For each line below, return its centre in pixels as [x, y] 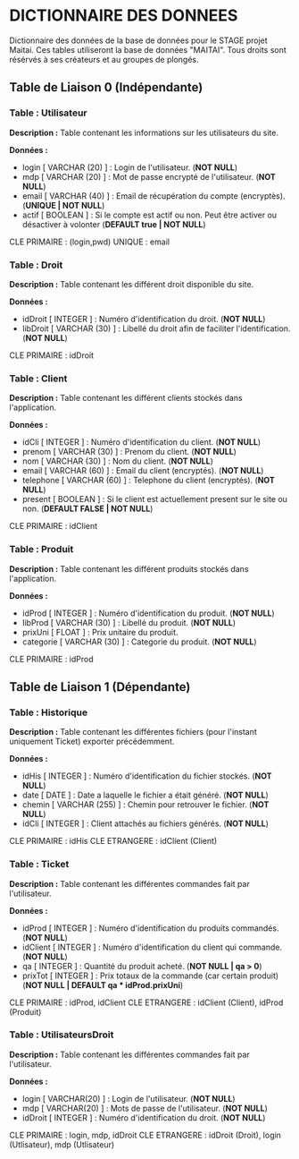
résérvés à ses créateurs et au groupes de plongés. [104, 59]
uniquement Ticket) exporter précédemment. [92, 741]
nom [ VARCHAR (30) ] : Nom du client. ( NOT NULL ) [118, 461]
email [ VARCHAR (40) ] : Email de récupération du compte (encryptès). [154, 196]
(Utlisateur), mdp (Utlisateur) [62, 1144]
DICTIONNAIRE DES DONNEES [124, 16]
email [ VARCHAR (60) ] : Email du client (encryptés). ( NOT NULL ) [143, 471]
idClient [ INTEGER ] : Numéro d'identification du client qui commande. [152, 947]
